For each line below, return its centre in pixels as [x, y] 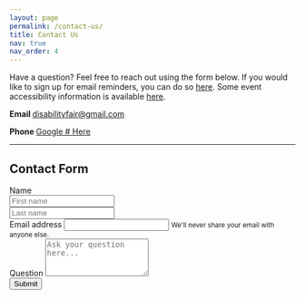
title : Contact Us [44, 34]
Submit [26, 283]
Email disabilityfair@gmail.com [67, 114]
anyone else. [30, 235]
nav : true [28, 43]
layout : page [34, 18]
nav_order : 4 [34, 52]
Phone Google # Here [50, 131]
